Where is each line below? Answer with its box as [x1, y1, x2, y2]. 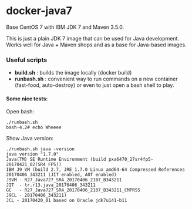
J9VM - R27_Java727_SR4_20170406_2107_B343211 [6, 177, 122, 183]
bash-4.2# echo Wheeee [6, 124, 62, 130]
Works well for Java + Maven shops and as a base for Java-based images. [6, 41, 187, 48]
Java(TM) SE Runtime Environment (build [6, 157, 107, 163]
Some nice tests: [6, 95, 48, 102]
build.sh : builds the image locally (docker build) [14, 69, 132, 76]
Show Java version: [6, 135, 54, 142]
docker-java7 [6, 4, 72, 18]
